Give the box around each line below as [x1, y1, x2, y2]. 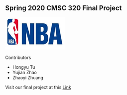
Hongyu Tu [12, 64, 35, 70]
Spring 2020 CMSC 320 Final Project [5, 4, 122, 12]
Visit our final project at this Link [5, 84, 71, 90]
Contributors [5, 54, 31, 60]
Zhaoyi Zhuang [12, 74, 44, 81]
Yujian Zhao [12, 69, 37, 75]
